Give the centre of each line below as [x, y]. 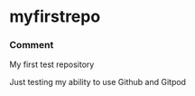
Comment [32, 45]
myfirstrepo [55, 17]
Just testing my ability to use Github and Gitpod [98, 82]
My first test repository [52, 64]
